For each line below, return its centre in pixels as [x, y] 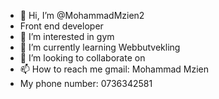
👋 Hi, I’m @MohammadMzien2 [82, 15]
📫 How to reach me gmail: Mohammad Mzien [114, 69]
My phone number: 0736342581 [86, 83]
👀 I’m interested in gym [67, 36]
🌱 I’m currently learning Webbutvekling [100, 47]
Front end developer [61, 26]
